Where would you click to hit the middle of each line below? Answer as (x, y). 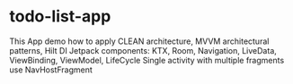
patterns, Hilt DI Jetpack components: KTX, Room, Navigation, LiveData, (143, 50)
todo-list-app (60, 17)
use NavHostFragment (51, 70)
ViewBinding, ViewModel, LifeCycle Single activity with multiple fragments (147, 60)
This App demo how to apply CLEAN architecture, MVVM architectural (139, 41)
